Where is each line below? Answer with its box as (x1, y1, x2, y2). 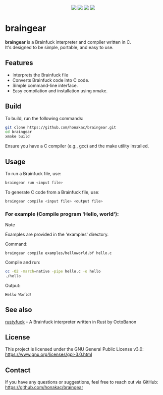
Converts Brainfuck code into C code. (12, 77, 90, 83)
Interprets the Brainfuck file (12, 72, 68, 78)
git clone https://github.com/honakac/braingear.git (5, 125, 116, 130)
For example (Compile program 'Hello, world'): (5, 210, 119, 217)
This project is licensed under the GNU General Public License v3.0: (5, 346, 144, 352)
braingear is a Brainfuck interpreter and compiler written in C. (5, 39, 131, 45)
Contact (5, 366, 31, 374)
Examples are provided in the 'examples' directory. (5, 231, 109, 238)
